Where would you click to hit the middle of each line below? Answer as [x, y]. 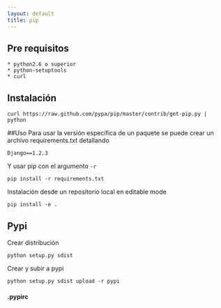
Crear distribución [33, 242]
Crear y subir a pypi [36, 268]
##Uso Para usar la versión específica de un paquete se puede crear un [110, 133]
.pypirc [18, 296]
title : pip [23, 20]
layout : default [31, 14]
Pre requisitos [38, 48]
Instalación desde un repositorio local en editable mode [87, 192]
